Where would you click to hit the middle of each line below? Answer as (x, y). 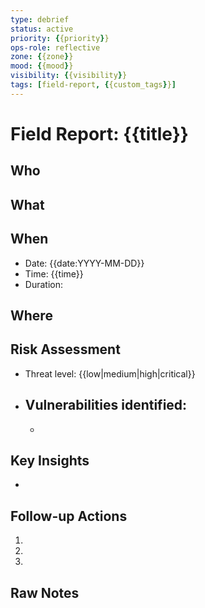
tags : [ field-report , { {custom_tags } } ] (93, 85)
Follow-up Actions (69, 516)
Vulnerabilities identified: (106, 405)
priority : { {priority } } (60, 38)
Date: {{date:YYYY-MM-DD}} (84, 263)
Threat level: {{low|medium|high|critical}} (110, 373)
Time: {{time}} (54, 273)
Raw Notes (45, 592)
